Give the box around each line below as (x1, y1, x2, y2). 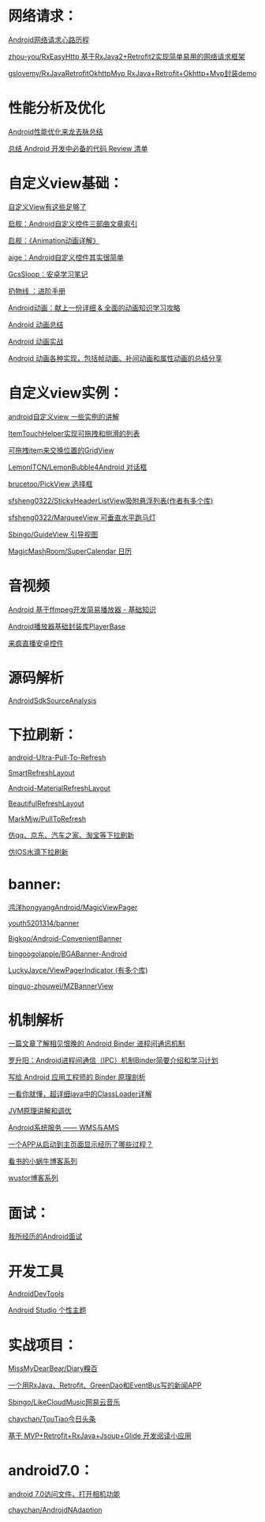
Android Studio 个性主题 (8, 1305, 87, 1315)
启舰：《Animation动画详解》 (8, 235, 100, 245)
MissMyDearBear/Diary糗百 (8, 1364, 99, 1373)
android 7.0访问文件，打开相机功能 (8, 1490, 121, 1499)
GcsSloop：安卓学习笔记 (8, 269, 88, 279)
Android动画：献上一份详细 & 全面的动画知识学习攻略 (8, 302, 181, 313)
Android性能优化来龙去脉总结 (8, 127, 103, 136)
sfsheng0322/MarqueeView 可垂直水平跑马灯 (8, 512, 156, 522)
